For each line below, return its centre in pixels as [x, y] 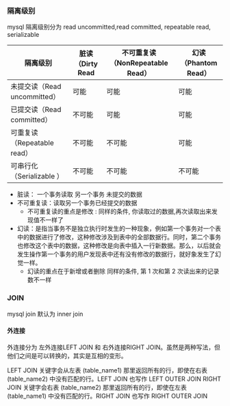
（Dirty [86, 64]
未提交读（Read [36, 87]
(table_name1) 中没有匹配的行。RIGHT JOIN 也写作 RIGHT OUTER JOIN [107, 396]
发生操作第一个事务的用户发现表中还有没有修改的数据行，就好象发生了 [116, 254]
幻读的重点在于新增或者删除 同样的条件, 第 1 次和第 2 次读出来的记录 [123, 271]
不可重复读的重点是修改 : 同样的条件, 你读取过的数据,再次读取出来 [119, 212]
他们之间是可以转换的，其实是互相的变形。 [67, 355]
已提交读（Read [36, 109]
